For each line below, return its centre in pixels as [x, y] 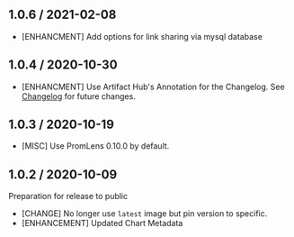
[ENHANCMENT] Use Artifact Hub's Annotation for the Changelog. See [153, 87]
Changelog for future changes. [78, 96]
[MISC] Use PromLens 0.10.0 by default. [95, 146]
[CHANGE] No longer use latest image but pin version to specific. [144, 214]
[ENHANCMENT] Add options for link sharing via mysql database [142, 36]
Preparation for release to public [68, 196]
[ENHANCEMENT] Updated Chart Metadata [102, 223]
